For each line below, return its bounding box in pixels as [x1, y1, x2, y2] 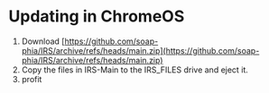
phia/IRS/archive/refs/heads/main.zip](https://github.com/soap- [21, 45, 260, 55]
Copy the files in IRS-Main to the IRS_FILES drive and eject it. [21, 64, 249, 75]
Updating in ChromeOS [8, 6, 185, 27]
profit [21, 73, 42, 84]
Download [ [21, 36, 65, 46]
